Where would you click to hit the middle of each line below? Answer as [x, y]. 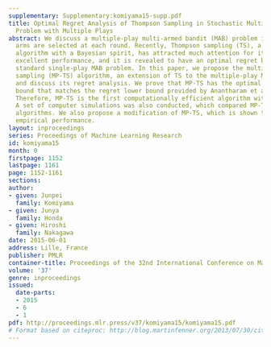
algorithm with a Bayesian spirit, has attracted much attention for [135, 53]
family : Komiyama [45, 203]
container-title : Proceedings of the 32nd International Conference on [131, 262]
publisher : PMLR [35, 255]
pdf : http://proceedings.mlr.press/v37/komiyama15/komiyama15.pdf [122, 323]
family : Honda [39, 218]
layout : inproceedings [46, 128]
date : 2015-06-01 [38, 241]
